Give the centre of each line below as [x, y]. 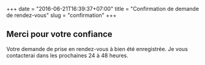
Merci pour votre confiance [59, 34]
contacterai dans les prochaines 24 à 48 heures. [67, 55]
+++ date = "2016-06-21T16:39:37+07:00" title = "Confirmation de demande [103, 9]
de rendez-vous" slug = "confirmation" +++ [61, 15]
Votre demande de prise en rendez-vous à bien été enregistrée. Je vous [97, 49]
